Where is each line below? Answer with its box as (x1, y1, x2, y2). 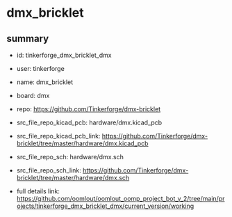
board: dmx (16, 92, 50, 99)
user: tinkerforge (16, 65, 65, 72)
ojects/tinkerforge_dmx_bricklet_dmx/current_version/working (16, 202, 194, 210)
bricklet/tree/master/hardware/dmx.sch (16, 174, 130, 182)
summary (6, 33, 49, 45)
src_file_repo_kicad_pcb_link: (16, 132, 101, 140)
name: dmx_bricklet (16, 78, 74, 86)
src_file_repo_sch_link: (16, 166, 81, 175)
